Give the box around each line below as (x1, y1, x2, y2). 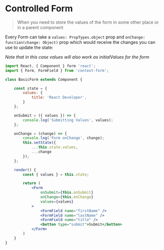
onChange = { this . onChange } (40, 195, 94, 200)
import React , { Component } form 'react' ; (5, 63, 96, 68)
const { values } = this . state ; (23, 172, 90, 177)
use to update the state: (5, 44, 53, 50)
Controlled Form (5, 3, 73, 14)
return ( (23, 181, 41, 186)
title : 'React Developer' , (31, 95, 87, 100)
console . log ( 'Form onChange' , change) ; (23, 136, 105, 141)
